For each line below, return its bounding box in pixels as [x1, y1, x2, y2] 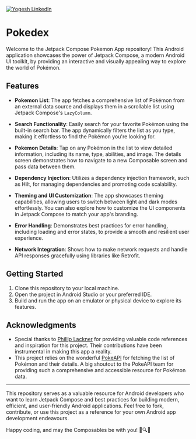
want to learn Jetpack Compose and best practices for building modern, [6, 396, 180, 403]
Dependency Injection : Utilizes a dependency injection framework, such [14, 174, 190, 181]
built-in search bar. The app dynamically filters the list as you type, [14, 127, 175, 134]
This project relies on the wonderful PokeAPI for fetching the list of [14, 355, 175, 362]
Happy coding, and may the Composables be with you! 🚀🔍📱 [6, 427, 151, 434]
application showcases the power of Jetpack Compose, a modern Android [6, 52, 185, 59]
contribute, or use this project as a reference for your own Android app [6, 409, 176, 416]
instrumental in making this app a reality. [14, 348, 112, 355]
